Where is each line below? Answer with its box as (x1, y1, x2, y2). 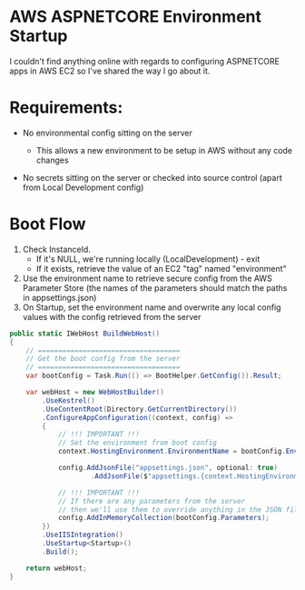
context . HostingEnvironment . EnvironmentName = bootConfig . (57, 447, 286, 456)
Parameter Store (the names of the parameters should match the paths (22, 282, 288, 293)
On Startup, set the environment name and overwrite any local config (22, 302, 281, 313)
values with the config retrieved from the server (22, 311, 202, 322)
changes (35, 155, 70, 165)
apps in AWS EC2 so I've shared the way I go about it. (9, 65, 211, 76)
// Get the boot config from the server (25, 355, 181, 364)
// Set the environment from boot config (57, 438, 218, 447)
